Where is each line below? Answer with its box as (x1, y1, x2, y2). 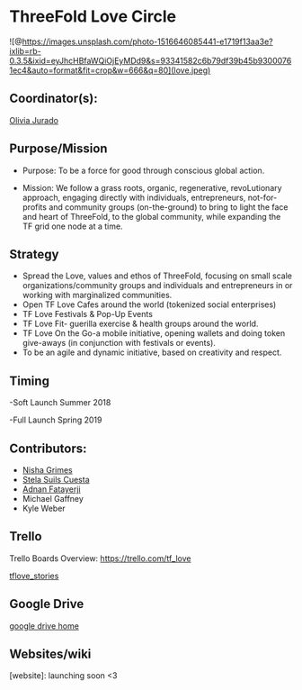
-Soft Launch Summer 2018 (9, 397, 111, 408)
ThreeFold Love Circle (9, 6, 177, 27)
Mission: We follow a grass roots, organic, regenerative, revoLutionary (22, 182, 282, 193)
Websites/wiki (9, 647, 92, 662)
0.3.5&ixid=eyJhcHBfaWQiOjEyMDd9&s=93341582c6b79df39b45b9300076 (9, 55, 292, 66)
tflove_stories (9, 570, 59, 581)
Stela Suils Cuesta (22, 475, 90, 485)
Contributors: (9, 440, 87, 456)
